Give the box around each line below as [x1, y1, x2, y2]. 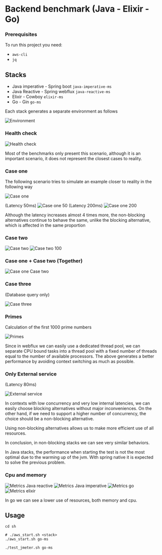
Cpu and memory [5, 472, 47, 478]
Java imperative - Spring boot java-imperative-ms [12, 83, 112, 89]
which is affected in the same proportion [5, 222, 86, 228]
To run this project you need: [5, 42, 63, 48]
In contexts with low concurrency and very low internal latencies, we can [5, 400, 150, 406]
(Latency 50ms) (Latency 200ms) [5, 202, 103, 208]
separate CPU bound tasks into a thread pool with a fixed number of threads [5, 348, 157, 354]
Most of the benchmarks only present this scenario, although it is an [5, 150, 141, 156]
